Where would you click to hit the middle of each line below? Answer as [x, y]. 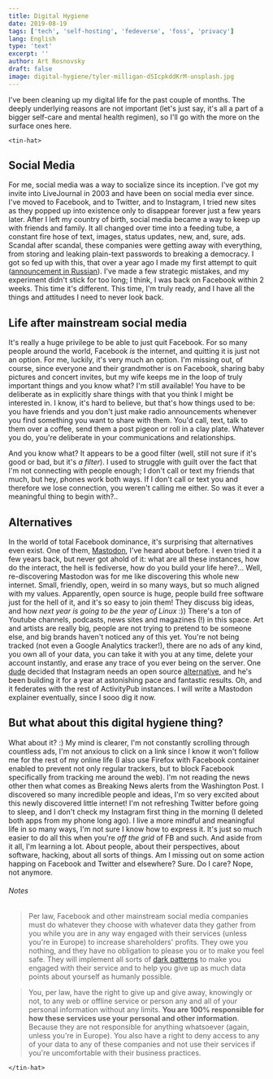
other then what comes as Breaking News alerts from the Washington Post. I [136, 785]
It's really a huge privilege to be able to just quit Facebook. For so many [128, 343]
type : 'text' [30, 46]
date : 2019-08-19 [38, 24]
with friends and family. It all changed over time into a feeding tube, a [124, 228]
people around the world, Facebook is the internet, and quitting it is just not [134, 352]
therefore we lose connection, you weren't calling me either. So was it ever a [136, 488]
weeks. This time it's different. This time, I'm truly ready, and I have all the [132, 289]
